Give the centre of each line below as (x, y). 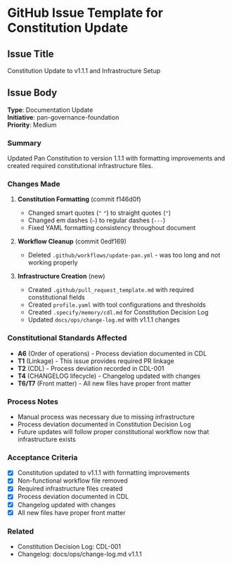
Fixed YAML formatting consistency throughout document (112, 228)
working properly (53, 262)
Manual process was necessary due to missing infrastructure (106, 417)
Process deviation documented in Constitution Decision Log (104, 424)
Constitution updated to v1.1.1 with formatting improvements (103, 473)
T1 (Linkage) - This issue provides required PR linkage (96, 361)
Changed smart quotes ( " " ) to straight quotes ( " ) (99, 213)
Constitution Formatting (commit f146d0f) (79, 199)
